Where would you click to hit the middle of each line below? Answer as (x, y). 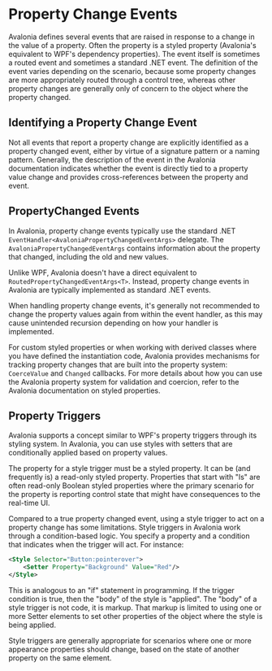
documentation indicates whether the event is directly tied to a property (128, 168)
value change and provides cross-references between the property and (128, 176)
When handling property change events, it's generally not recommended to (134, 305)
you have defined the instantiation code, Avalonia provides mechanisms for (134, 355)
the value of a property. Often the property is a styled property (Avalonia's (133, 45)
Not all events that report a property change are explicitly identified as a (129, 142)
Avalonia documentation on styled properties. (84, 390)
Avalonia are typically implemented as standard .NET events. (110, 290)
